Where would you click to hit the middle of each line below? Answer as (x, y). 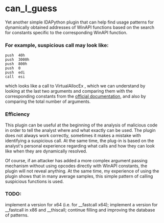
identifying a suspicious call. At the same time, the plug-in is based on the (80, 141)
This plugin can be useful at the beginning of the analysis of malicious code (81, 125)
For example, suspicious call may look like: (57, 45)
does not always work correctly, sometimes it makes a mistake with (73, 135)
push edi (15, 73)
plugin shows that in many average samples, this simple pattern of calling (79, 176)
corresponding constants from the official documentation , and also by (75, 97)
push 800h (16, 64)
